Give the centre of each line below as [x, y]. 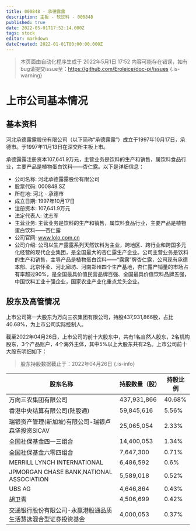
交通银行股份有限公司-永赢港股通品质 [61, 510]
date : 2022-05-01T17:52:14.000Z [45, 28]
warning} [31, 75]
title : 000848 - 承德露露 [36, 11]
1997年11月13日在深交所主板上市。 [67, 146]
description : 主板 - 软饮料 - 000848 [50, 17]
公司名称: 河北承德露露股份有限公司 [57, 179]
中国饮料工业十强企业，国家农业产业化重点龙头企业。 [78, 281]
